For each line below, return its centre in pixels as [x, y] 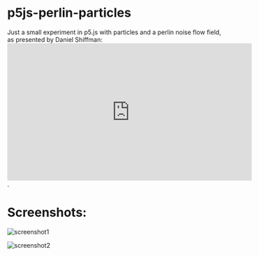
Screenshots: [47, 212]
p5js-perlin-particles [69, 13]
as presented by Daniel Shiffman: [55, 39]
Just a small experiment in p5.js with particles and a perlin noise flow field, [114, 32]
